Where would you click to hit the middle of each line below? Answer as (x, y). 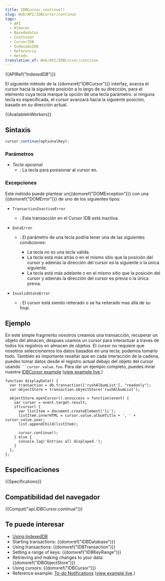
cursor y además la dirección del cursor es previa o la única (88, 278)
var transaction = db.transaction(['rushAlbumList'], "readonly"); (81, 385)
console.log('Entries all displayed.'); (60, 442)
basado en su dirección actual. (36, 105)
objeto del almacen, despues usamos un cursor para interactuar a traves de (82, 340)
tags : (11, 19)
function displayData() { (32, 381)
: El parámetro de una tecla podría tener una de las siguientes (82, 237)
